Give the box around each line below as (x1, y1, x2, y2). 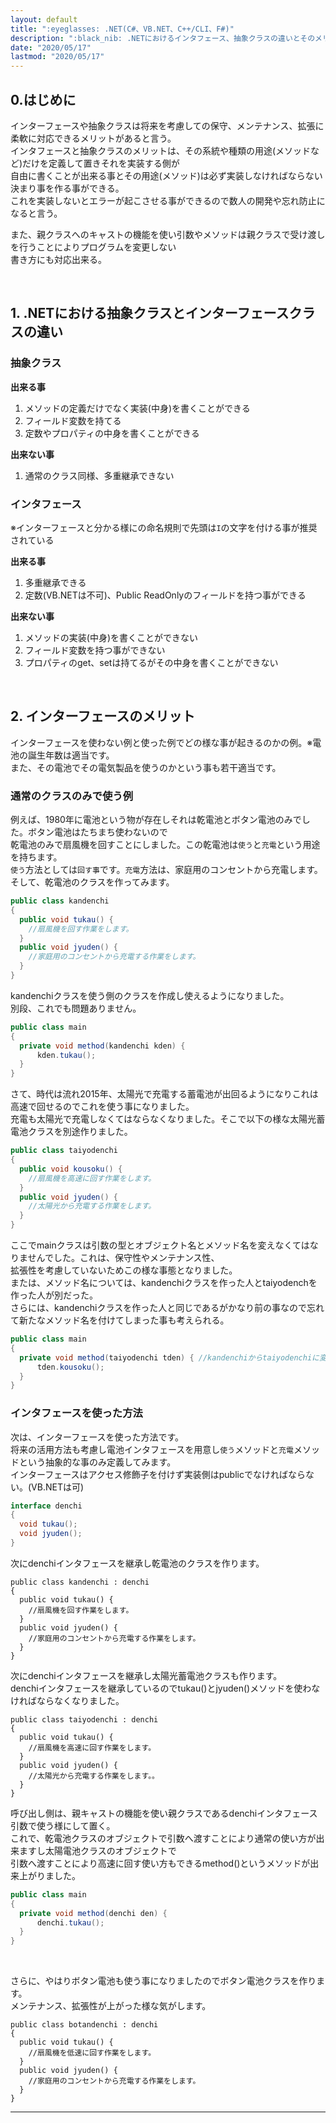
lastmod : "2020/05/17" (10, 52, 105, 62)
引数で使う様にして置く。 (10, 1819, 116, 1831)
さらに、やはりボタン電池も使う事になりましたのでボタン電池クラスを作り (10, 1975, 317, 1987)
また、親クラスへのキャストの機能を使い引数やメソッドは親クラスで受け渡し (10, 228, 326, 240)
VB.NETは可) (31, 1481, 85, 1493)
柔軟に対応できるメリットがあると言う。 (10, 132, 177, 144)
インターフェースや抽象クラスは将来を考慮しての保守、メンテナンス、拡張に (10, 119, 325, 131)
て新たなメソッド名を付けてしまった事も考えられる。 (10, 1314, 230, 1326)
